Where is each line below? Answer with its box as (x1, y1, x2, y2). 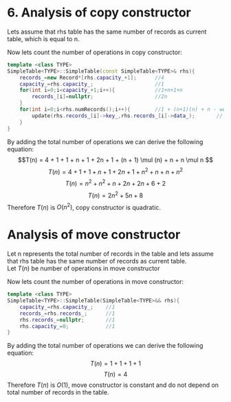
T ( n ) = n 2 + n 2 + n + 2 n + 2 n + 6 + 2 (65, 178, 166, 187)
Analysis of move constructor (7, 227, 181, 243)
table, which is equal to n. (7, 34, 80, 43)
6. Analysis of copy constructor (7, 5, 191, 21)
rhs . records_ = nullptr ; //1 (19, 316, 115, 323)
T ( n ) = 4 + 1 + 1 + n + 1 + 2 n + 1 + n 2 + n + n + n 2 (47, 166, 184, 176)
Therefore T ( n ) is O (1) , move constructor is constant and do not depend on (7, 381, 219, 389)
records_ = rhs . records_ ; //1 (19, 310, 115, 317)
